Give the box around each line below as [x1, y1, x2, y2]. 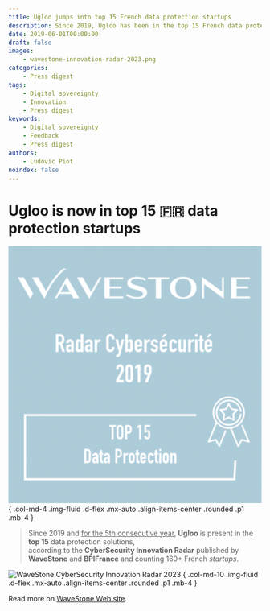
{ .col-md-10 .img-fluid [182, 569, 259, 579]
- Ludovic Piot [22, 157, 74, 165]
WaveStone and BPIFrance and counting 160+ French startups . [27, 554, 239, 564]
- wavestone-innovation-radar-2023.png [22, 56, 157, 64]
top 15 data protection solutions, [27, 536, 135, 547]
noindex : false [8, 166, 59, 174]
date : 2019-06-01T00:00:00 [8, 30, 99, 38]
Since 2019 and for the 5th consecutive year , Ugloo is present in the [27, 528, 254, 538]
